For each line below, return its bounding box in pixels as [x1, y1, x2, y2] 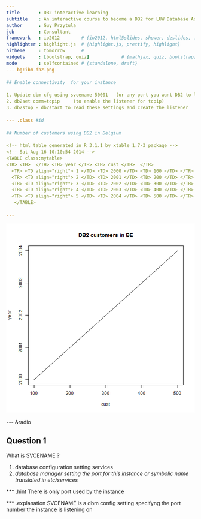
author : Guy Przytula [6, 22, 77, 28]
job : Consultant [6, 29, 71, 35]
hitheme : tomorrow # [6, 48, 84, 54]
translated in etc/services [14, 476, 78, 483]
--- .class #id [6, 117, 44, 123]
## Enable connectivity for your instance [6, 79, 117, 85]
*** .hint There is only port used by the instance [6, 488, 124, 495]
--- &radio [6, 418, 31, 425]
